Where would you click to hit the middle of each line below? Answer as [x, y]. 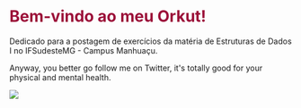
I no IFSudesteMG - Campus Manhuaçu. [84, 50]
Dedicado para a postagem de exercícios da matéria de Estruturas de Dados [150, 41]
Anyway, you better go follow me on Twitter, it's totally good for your [136, 68]
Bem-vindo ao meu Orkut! [108, 17]
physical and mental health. [60, 77]
